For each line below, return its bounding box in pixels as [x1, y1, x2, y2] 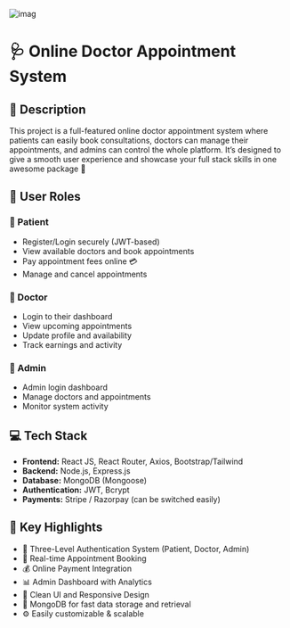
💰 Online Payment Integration [21, 563, 132, 574]
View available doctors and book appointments [21, 245, 195, 256]
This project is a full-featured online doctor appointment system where [9, 126, 269, 136]
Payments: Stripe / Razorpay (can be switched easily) [21, 494, 221, 505]
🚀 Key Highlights [9, 520, 103, 535]
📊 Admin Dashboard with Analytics [21, 576, 153, 587]
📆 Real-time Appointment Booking [21, 553, 147, 564]
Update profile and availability [21, 330, 132, 341]
